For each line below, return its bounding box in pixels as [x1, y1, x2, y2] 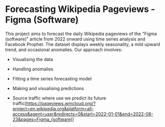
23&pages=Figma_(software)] [12, 116, 74, 122]
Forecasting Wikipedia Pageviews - [5, 3, 155, 15]
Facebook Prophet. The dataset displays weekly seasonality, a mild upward [5, 41, 160, 47]
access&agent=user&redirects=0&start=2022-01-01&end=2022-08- [12, 111, 153, 117]
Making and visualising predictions [12, 85, 84, 91]
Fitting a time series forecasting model [12, 75, 92, 81]
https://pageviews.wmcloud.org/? [26, 100, 96, 106]
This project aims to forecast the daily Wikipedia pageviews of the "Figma [5, 30, 157, 36]
